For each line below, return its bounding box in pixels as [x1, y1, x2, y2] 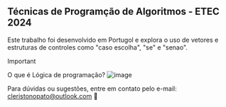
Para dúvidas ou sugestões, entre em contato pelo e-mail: [7, 84, 177, 93]
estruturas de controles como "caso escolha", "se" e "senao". [7, 43, 188, 52]
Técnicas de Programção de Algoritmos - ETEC [7, 6, 220, 18]
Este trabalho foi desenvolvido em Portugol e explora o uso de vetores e [7, 35, 219, 44]
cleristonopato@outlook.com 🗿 [7, 91, 98, 100]
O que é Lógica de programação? [7, 70, 105, 79]
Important [7, 57, 36, 65]
